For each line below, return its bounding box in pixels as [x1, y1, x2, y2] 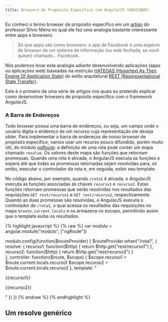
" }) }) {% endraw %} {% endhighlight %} [5, 294, 91, 300]
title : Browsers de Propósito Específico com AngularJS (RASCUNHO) [5, 7, 150, 13]
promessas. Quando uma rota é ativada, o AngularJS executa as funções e [5, 155, 160, 161]
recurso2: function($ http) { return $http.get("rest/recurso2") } [5, 248, 133, 255]
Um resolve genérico [5, 309, 72, 317]
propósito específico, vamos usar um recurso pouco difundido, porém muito [5, 139, 163, 145]
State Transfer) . [5, 78, 38, 84]
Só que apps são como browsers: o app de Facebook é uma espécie [17, 41, 160, 48]
